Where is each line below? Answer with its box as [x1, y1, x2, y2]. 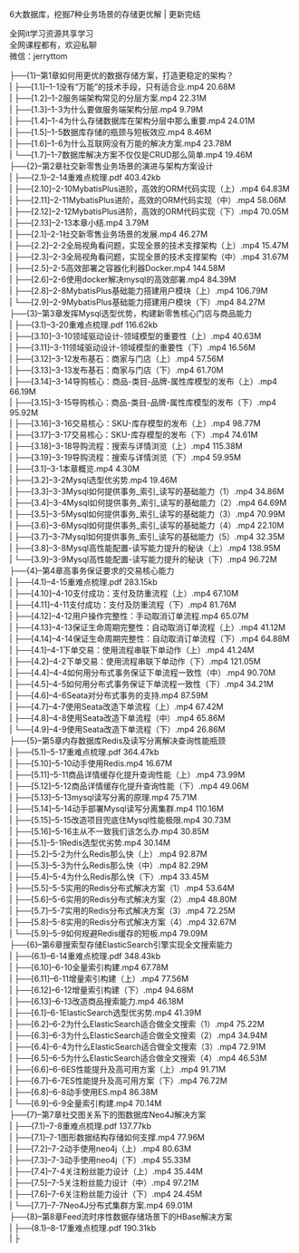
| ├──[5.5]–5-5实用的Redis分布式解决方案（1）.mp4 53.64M [9, 883, 236, 893]
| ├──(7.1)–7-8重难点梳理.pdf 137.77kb [9, 1121, 152, 1132]
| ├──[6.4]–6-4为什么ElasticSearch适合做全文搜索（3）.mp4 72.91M [9, 1042, 266, 1052]
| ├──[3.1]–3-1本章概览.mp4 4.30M [9, 463, 140, 474]
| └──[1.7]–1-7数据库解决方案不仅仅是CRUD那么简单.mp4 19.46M [9, 150, 253, 160]
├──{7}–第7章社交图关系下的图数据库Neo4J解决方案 [9, 1110, 207, 1120]
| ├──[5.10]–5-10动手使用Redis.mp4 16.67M [9, 758, 173, 769]
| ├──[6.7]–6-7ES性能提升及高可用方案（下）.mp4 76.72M [9, 1075, 228, 1086]
